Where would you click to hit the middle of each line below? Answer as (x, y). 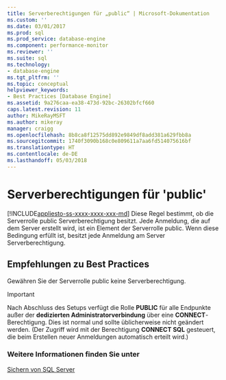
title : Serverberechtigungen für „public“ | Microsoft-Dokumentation (109, 13)
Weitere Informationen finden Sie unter (74, 355)
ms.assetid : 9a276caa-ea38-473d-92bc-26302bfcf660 (81, 103)
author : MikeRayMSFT (37, 115)
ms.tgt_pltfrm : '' (33, 77)
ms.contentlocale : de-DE (42, 154)
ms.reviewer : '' (30, 52)
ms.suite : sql (27, 58)
